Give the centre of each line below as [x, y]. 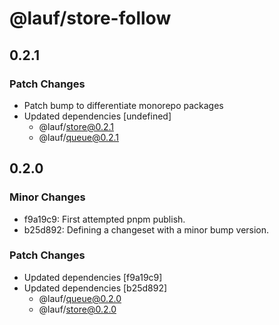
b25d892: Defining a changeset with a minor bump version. [146, 229]
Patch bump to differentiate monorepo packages [123, 105]
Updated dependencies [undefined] [97, 116]
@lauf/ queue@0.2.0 [80, 298]
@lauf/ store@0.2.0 [77, 309]
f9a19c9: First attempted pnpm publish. [104, 219]
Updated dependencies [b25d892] [95, 288]
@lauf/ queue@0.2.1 [79, 137]
